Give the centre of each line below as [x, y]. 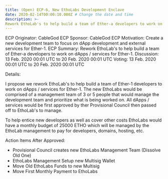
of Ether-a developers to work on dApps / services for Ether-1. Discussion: [82, 54]
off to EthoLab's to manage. [34, 110]
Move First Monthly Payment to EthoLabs [55, 171]
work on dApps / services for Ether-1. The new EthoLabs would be [74, 89]
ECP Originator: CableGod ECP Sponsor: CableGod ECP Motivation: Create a [84, 38]
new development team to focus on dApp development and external [75, 43]
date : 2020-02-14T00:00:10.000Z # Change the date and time [69, 14]
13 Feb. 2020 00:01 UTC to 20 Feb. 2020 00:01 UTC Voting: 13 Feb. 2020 [81, 59]
